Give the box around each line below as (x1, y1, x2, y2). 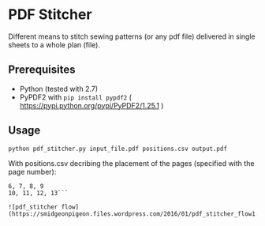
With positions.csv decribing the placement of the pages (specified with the (8, 158, 255, 168)
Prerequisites (8, 63, 76, 77)
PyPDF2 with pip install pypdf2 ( (19, 92, 132, 102)
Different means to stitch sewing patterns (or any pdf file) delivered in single (8, 32, 256, 41)
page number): (8, 167, 57, 176)
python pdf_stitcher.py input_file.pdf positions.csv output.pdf (8, 145, 227, 153)
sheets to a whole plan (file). (8, 40, 101, 49)
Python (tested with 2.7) (19, 84, 99, 93)
